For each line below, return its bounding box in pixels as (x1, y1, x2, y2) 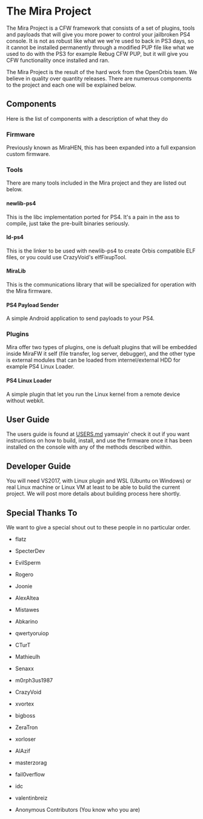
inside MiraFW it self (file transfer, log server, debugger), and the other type (6, 350, 196, 358)
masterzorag (15, 759, 47, 766)
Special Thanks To (6, 508, 78, 518)
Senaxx (15, 665, 35, 672)
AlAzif (15, 747, 30, 755)
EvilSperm (15, 559, 41, 566)
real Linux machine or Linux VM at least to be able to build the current (6, 484, 181, 491)
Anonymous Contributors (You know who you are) (15, 806, 141, 814)
